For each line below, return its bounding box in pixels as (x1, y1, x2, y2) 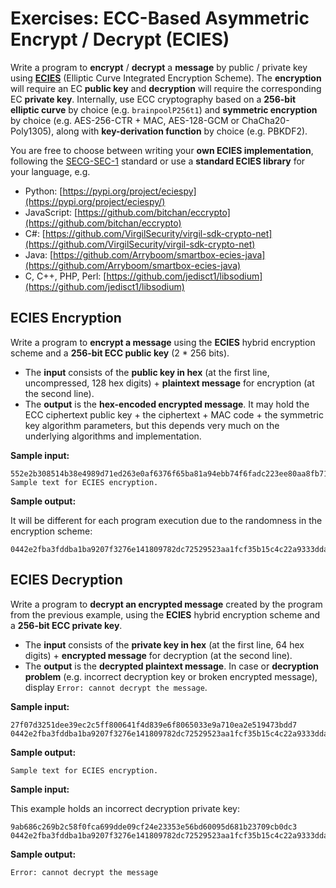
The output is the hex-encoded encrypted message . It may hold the (24, 398, 310, 410)
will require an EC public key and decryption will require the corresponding (10, 82, 322, 94)
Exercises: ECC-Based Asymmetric (10, 7, 310, 30)
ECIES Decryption (10, 572, 123, 589)
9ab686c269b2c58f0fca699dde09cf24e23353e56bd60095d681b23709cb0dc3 (10, 822, 298, 832)
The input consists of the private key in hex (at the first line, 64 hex (24, 638, 305, 651)
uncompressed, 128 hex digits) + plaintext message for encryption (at (24, 377, 315, 389)
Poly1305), (10, 125, 55, 137)
